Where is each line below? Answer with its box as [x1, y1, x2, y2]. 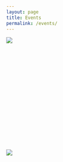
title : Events [6, 15, 42, 21]
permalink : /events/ [6, 20, 58, 26]
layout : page [6, 9, 39, 15]
